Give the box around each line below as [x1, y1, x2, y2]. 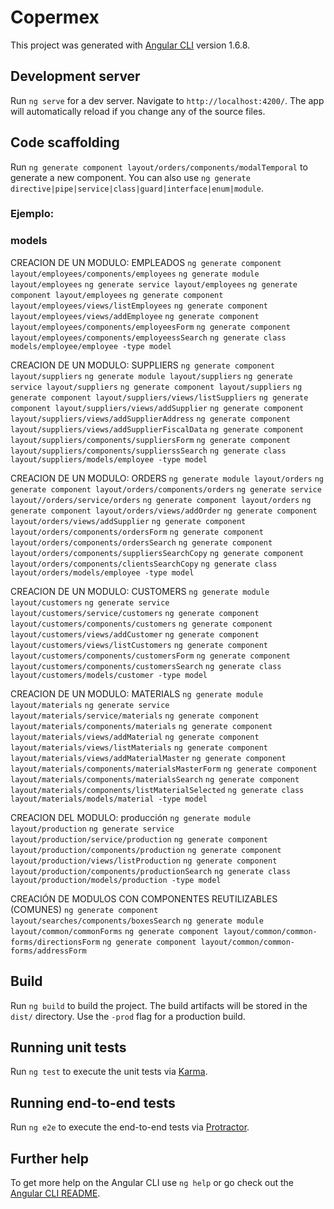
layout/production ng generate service [10, 824, 175, 834]
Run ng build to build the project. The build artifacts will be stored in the [10, 999, 308, 1011]
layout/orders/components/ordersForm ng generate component [10, 527, 264, 537]
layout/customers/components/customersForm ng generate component [10, 651, 291, 661]
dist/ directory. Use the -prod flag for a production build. [10, 1010, 246, 1022]
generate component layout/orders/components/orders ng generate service [10, 484, 322, 495]
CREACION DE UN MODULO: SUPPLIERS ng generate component [10, 359, 276, 371]
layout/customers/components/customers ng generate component [10, 619, 273, 629]
